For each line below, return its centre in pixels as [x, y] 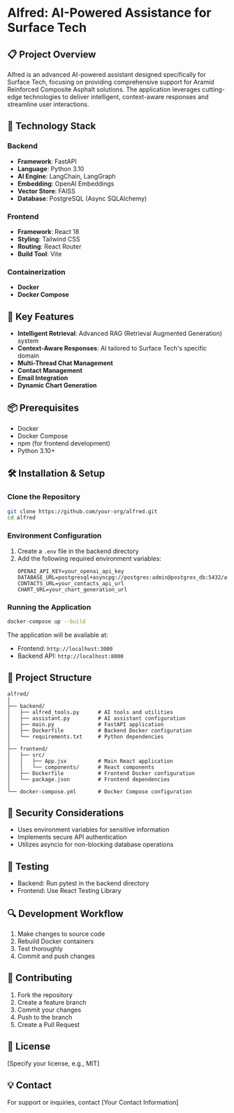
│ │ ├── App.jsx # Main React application [90, 761]
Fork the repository [45, 995]
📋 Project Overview [52, 54]
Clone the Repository [44, 497]
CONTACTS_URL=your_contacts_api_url [71, 583]
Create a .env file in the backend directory [78, 551]
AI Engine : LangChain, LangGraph [67, 176]
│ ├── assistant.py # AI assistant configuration [97, 718]
